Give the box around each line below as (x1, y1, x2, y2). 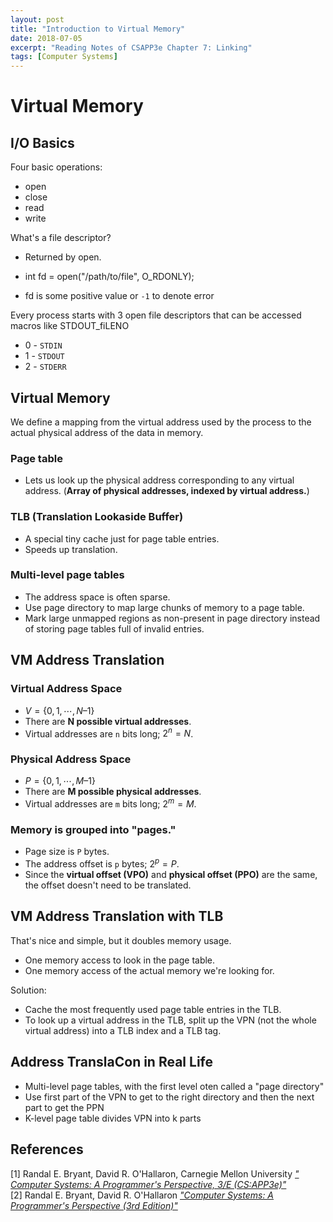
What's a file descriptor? (10, 232, 112, 244)
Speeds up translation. (24, 543, 118, 555)
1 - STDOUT (24, 350, 65, 362)
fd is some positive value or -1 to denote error (24, 290, 215, 302)
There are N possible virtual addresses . (24, 715, 192, 727)
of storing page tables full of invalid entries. (24, 622, 205, 635)
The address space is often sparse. (24, 591, 171, 603)
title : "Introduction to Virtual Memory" (10, 24, 186, 34)
